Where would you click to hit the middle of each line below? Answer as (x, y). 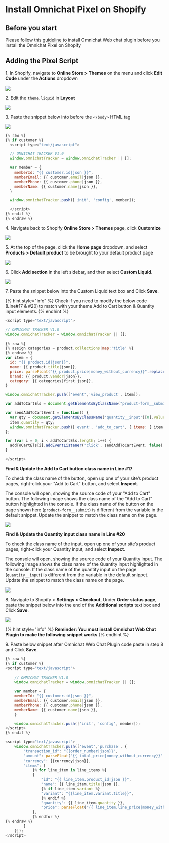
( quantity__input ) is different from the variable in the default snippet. (77, 575)
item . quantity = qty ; (32, 422)
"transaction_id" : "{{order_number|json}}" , (71, 751)
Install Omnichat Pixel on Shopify (76, 9)
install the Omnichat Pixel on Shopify (43, 45)
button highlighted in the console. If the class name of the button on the (79, 504)
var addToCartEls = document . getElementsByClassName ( (63, 404)
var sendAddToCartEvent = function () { (47, 413)
